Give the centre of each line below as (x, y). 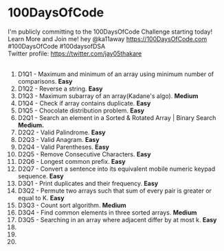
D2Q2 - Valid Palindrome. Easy (61, 132)
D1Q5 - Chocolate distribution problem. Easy (81, 110)
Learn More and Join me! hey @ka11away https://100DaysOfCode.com (108, 38)
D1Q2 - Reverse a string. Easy (60, 88)
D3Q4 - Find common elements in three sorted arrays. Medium (107, 212)
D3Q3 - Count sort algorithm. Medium (72, 205)
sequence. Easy (41, 176)
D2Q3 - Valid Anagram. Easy (58, 139)
